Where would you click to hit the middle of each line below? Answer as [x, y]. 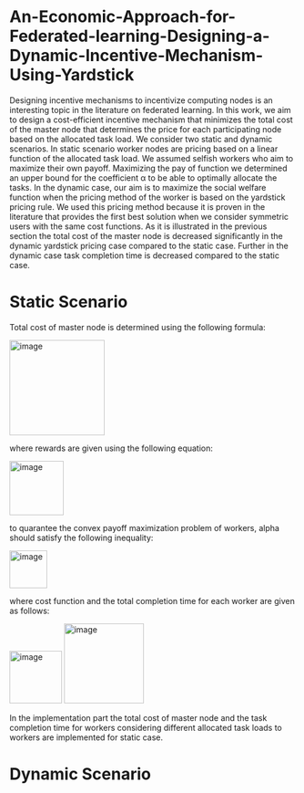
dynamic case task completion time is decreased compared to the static [145, 255]
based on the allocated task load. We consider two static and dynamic [141, 139]
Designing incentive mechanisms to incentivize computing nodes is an [141, 100]
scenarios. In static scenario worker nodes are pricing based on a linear [144, 149]
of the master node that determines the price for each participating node [146, 129]
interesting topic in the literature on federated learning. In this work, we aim [150, 110]
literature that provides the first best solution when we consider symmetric [149, 216]
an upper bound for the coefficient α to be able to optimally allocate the [143, 177]
